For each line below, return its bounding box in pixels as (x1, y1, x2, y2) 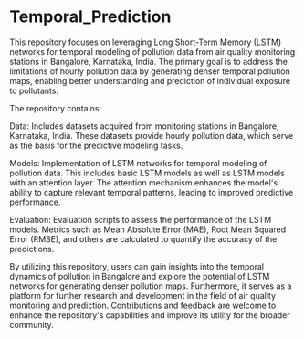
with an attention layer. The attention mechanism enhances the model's (9, 176, 278, 188)
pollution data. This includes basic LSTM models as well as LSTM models (9, 167, 285, 178)
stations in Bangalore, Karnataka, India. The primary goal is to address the (9, 56, 288, 67)
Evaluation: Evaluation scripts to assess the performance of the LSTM (9, 214, 272, 225)
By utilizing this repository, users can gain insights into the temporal (9, 260, 265, 271)
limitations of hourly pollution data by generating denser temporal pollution (9, 66, 290, 77)
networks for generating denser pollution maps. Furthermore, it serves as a (9, 281, 292, 291)
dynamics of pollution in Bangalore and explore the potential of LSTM (9, 270, 270, 281)
